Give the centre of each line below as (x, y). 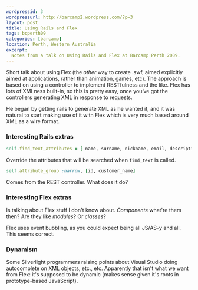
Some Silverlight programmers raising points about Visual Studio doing (92, 262)
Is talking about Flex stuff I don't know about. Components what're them (94, 210)
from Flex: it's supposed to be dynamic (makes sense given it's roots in (93, 275)
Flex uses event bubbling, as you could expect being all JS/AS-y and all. (94, 228)
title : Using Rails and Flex (42, 28)
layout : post (22, 22)
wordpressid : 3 (25, 11)
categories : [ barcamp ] (34, 39)
